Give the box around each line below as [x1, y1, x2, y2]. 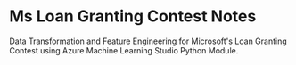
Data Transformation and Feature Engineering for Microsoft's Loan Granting [9, 36, 287, 46]
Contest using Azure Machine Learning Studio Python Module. [9, 45, 239, 55]
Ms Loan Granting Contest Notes [9, 6, 257, 27]
